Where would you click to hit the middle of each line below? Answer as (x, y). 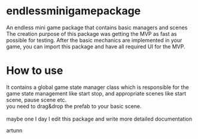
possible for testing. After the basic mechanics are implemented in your (94, 40)
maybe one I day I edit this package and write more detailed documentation (99, 119)
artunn (14, 130)
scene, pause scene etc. (36, 100)
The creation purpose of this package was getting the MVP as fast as (92, 33)
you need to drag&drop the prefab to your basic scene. (74, 106)
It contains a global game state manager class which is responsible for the (98, 87)
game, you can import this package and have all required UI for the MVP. (96, 47)
